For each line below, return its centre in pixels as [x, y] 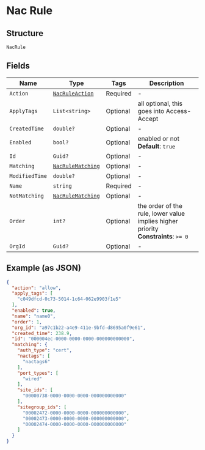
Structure [25, 33]
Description [167, 83]
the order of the [160, 205]
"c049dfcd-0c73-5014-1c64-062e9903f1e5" [69, 299]
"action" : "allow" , [37, 288]
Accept [148, 119]
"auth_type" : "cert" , [45, 350]
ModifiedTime [28, 176]
